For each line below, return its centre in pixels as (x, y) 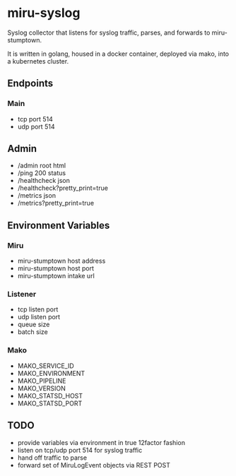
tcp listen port (38, 309)
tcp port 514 (35, 119)
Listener (22, 294)
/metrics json (37, 196)
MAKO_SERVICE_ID (46, 366)
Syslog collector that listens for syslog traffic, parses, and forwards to (109, 32)
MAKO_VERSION (41, 388)
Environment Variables (59, 225)
